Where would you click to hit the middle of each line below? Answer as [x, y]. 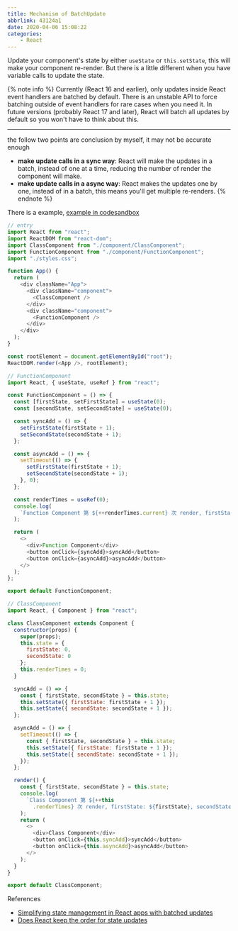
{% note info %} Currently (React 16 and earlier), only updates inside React [117, 89]
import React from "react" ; [49, 232]
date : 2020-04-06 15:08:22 [47, 27]
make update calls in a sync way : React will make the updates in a [115, 161]
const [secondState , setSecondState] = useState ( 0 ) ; [93, 408]
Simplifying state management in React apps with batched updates [115, 913]
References [24, 899]
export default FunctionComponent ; [60, 591]
